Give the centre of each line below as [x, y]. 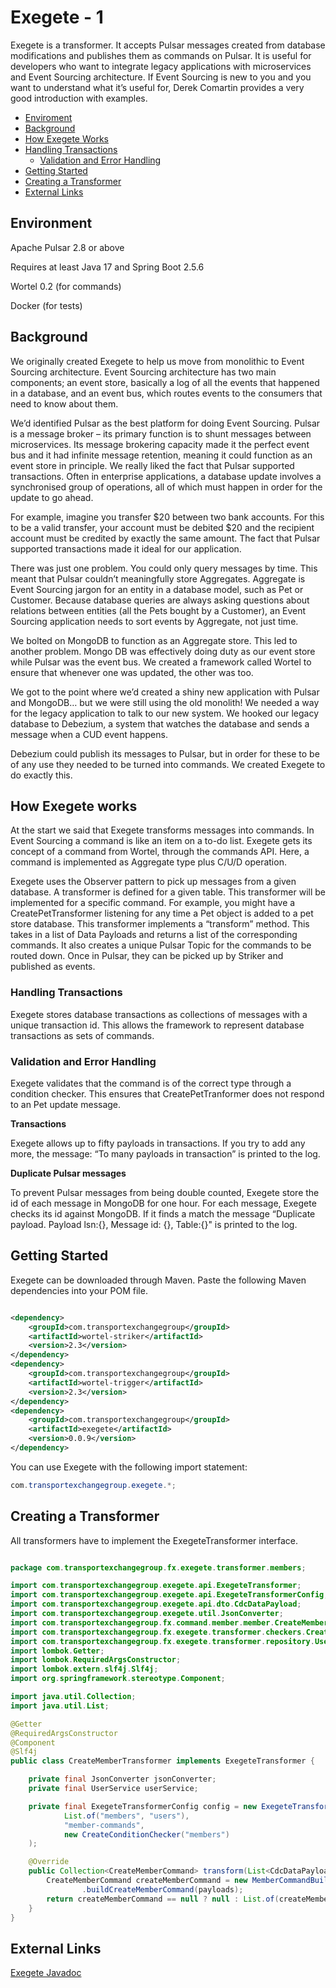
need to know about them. [64, 403]
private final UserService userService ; [113, 1789]
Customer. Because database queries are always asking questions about [160, 600]
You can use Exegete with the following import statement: [129, 1467]
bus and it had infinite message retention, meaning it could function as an [161, 455]
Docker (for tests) [46, 305]
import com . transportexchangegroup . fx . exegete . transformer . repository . [162, 1641]
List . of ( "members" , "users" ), [126, 1816]
